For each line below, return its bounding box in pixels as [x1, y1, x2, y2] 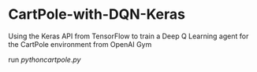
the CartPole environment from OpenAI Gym [8, 39, 152, 49]
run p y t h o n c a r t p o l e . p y [8, 55, 81, 64]
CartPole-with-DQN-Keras [8, 5, 186, 23]
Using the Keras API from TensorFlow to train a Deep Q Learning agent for [8, 31, 249, 41]
